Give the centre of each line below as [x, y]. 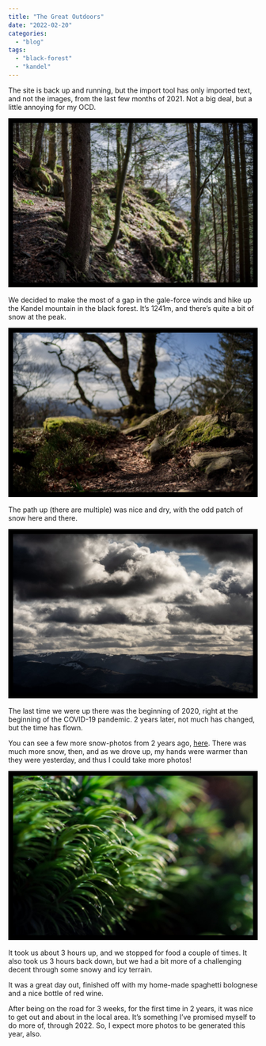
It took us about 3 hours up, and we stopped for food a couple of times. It [128, 953]
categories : [28, 33]
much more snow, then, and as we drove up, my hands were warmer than [128, 752]
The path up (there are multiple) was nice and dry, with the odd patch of [126, 510]
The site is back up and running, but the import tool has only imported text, [130, 90]
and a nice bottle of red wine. [56, 994]
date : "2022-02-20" [40, 25]
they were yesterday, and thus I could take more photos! [100, 760]
